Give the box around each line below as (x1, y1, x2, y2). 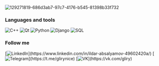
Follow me (5, 40, 30, 46)
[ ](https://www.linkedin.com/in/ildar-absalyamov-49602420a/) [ (5, 51, 155, 56)
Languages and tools (5, 16, 56, 23)
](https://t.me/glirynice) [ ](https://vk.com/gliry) (28, 55, 132, 61)
